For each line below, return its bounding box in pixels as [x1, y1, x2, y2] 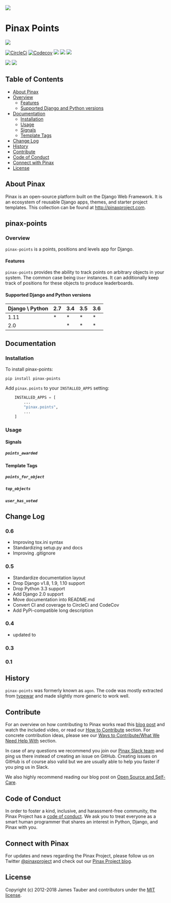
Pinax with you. [5, 824, 37, 830]
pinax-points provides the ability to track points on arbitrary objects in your [5, 269, 164, 275]
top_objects [5, 486, 31, 491]
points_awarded [5, 450, 38, 456]
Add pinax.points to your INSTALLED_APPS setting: [5, 385, 110, 392]
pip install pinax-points [5, 376, 60, 381]
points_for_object [5, 474, 45, 479]
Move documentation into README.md [12, 596, 95, 602]
